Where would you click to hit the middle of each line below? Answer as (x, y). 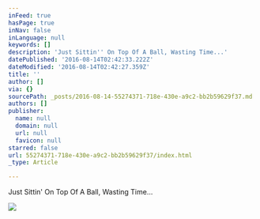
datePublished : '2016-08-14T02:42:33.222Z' (81, 60)
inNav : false (30, 30)
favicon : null (38, 140)
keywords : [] (30, 45)
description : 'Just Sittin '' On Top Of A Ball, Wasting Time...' (118, 52)
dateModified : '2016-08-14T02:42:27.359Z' (79, 67)
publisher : (26, 111)
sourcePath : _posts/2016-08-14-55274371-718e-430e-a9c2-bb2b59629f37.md (130, 96)
